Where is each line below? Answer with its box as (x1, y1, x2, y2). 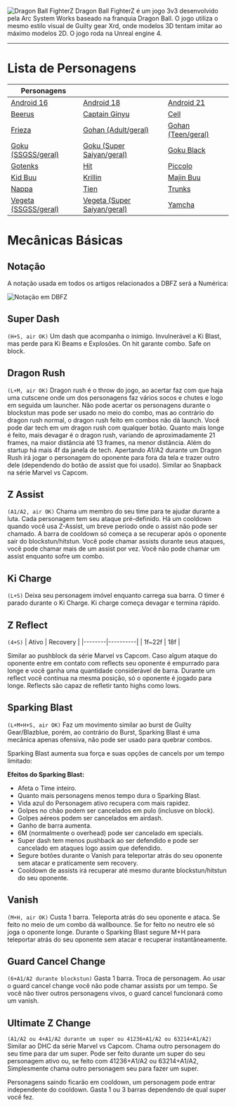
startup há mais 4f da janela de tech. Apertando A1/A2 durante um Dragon (7, 446, 222, 454)
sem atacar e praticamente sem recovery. (17, 858, 138, 867)
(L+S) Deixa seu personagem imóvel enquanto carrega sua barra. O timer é (7, 592, 225, 600)
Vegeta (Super (83, 195, 131, 205)
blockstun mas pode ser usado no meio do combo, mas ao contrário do (7, 408, 214, 417)
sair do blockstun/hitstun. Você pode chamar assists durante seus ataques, (7, 537, 225, 546)
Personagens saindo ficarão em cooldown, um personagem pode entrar (7, 1078, 216, 1087)
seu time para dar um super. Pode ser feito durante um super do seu (7, 1049, 206, 1058)
